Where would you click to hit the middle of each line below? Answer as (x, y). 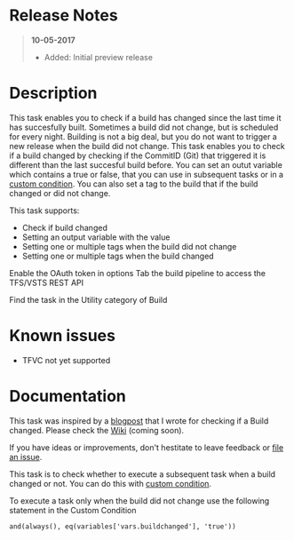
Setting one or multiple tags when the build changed (118, 256)
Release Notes (64, 16)
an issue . (26, 457)
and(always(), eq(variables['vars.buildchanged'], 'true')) (123, 526)
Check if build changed (65, 227)
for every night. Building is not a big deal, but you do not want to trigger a (143, 136)
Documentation (68, 396)
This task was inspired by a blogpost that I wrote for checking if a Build (139, 421)
